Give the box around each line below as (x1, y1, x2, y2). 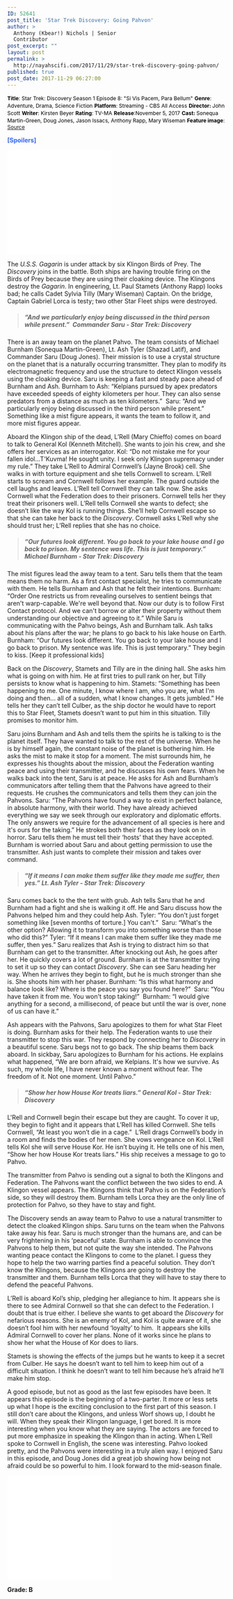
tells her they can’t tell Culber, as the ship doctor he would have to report (7, 701, 216, 710)
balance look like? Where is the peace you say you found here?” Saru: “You (7, 985, 225, 994)
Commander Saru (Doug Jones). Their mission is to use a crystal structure (7, 353, 220, 361)
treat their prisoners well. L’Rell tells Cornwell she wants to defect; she (7, 499, 209, 508)
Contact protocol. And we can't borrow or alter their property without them (7, 607, 221, 615)
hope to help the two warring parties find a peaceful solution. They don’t (7, 1259, 215, 1267)
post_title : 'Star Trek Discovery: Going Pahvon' (7, 17, 154, 24)
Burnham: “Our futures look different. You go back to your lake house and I (7, 636, 222, 644)
